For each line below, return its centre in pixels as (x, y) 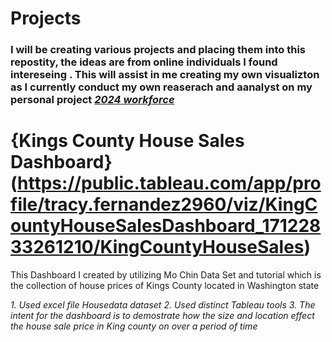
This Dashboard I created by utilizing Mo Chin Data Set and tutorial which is (166, 275)
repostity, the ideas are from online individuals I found (144, 62)
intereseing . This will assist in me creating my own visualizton (165, 75)
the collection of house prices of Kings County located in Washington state (165, 286)
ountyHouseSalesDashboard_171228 (166, 226)
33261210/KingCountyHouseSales (157, 247)
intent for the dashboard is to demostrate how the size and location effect (162, 316)
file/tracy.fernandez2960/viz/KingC (164, 204)
